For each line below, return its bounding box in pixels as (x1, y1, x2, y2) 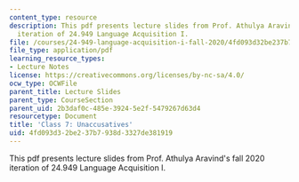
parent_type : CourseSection (9, 95, 114, 105)
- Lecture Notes (9, 63, 69, 72)
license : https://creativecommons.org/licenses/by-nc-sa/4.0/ (9, 71, 245, 80)
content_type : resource (9, 12, 98, 22)
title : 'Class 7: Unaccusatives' (9, 121, 133, 130)
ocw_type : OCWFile (9, 79, 77, 88)
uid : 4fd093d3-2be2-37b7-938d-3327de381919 (9, 129, 174, 138)
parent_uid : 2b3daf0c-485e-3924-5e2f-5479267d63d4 (9, 104, 201, 113)
